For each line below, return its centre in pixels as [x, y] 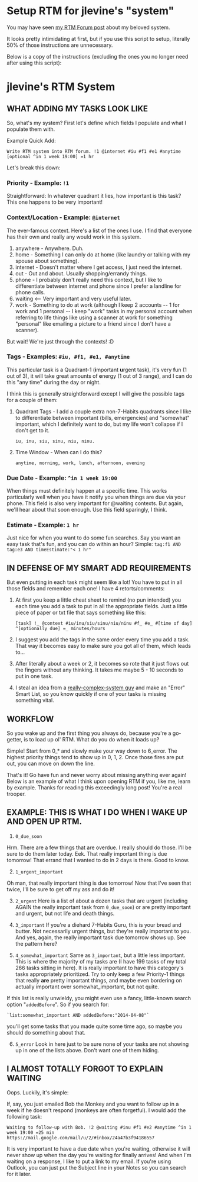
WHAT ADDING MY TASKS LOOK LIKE [77, 109]
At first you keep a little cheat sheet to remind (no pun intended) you [98, 600]
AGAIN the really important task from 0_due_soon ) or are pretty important [103, 907]
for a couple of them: [32, 400]
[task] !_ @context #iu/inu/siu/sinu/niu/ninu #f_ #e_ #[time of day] [104, 624]
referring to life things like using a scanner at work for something [94, 317]
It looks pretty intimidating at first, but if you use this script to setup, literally [98, 38]
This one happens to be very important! [55, 202]
